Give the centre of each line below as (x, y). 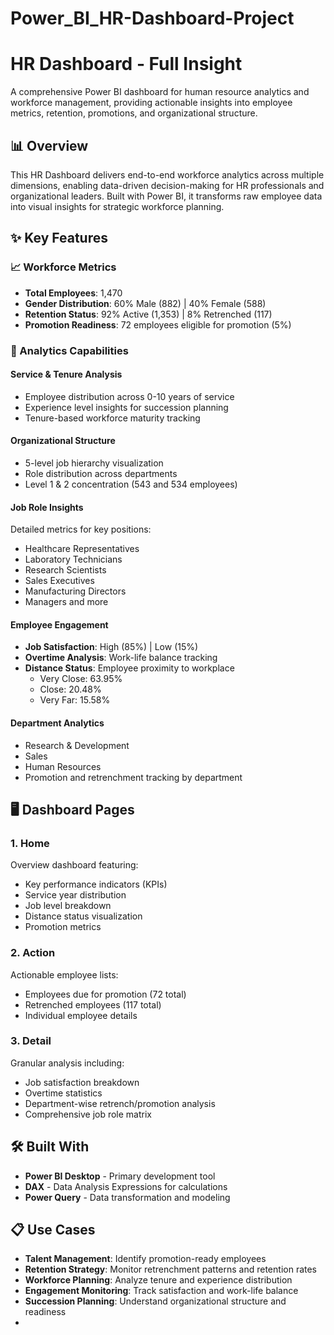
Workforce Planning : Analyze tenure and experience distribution (158, 1280)
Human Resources (63, 766)
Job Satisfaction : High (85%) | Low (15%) (111, 647)
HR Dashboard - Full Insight (126, 64)
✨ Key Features (59, 238)
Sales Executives (59, 581)
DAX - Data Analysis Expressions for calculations (126, 1186)
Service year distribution (75, 895)
